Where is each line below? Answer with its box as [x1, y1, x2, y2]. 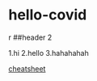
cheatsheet [8, 63, 46, 74]
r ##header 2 [8, 32, 53, 42]
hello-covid [8, 6, 87, 24]
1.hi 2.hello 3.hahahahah [8, 48, 89, 58]
